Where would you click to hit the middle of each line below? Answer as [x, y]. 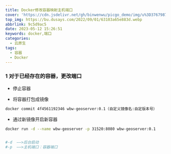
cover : [12, 15]
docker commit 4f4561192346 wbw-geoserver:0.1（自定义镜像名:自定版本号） [81, 109]
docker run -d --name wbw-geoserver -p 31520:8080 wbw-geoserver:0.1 [81, 129]
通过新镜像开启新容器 [35, 119]
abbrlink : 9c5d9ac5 [26, 24]
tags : [11, 48]
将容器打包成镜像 [31, 99]
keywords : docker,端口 [28, 34]
